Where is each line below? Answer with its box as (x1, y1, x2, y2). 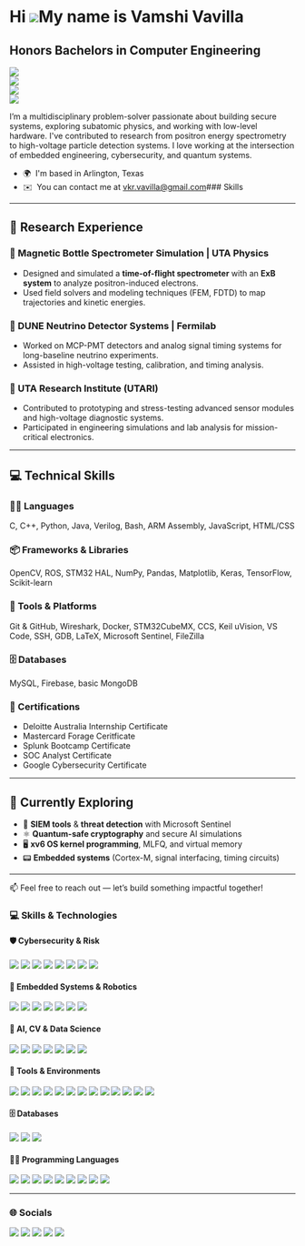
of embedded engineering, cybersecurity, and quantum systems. (9, 150, 252, 160)
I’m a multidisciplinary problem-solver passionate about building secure (9, 111, 277, 122)
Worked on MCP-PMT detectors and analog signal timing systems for (22, 339, 282, 351)
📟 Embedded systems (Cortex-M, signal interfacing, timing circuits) (22, 852, 280, 863)
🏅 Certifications (9, 700, 81, 713)
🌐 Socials (9, 1207, 53, 1220)
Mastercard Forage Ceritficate (22, 730, 136, 742)
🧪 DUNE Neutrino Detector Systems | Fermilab (9, 319, 216, 332)
